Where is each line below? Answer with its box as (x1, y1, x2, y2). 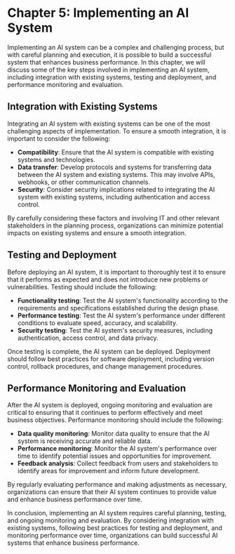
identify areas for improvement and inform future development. (17, 467, 200, 475)
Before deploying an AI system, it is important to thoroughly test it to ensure (7, 268, 226, 276)
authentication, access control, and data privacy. (17, 334, 159, 342)
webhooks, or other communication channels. (17, 178, 151, 186)
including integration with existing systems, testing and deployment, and (7, 72, 217, 81)
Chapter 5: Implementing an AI (7, 5, 189, 21)
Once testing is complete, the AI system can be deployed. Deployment (7, 347, 211, 355)
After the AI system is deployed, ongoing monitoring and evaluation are (7, 401, 213, 409)
